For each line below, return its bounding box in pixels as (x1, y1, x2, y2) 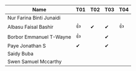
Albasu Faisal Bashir (7, 23, 53, 30)
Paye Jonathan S (7, 42, 46, 49)
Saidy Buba (7, 51, 34, 57)
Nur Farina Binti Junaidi (7, 15, 61, 21)
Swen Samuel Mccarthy (7, 58, 62, 65)
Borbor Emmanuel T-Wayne (7, 34, 71, 40)
